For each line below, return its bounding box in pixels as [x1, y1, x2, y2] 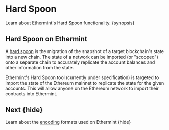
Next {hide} [5, 106, 43, 114]
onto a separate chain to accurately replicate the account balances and [5, 59, 155, 65]
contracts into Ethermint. [5, 90, 58, 97]
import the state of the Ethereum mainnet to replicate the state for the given [5, 80, 164, 86]
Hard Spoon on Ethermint [5, 35, 88, 43]
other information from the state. [5, 64, 74, 70]
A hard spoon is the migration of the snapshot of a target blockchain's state [5, 48, 164, 54]
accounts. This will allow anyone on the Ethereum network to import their [5, 85, 159, 91]
